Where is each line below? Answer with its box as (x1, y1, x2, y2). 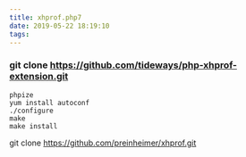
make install (9, 121, 58, 130)
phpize (9, 90, 34, 99)
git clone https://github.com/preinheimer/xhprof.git (9, 137, 197, 148)
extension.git (9, 70, 69, 83)
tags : (9, 29, 30, 38)
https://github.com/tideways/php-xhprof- (49, 59, 237, 71)
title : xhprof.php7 (9, 12, 82, 22)
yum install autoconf (9, 98, 90, 107)
